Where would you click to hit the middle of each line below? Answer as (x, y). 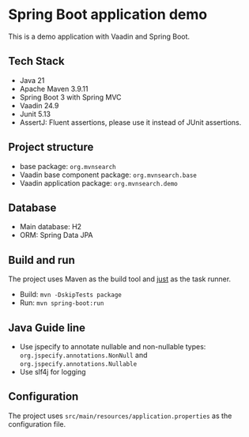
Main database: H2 (50, 227)
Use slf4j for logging (53, 372)
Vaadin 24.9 (39, 105)
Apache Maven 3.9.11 (54, 89)
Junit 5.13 (35, 114)
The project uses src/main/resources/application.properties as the (120, 416)
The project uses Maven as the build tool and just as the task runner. (120, 279)
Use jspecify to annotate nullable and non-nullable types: (113, 347)
